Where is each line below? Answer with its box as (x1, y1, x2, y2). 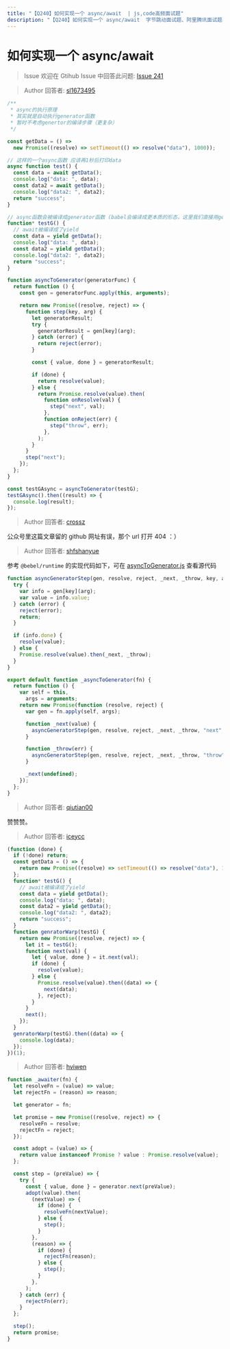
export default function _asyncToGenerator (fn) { (7, 676, 152, 683)
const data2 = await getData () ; (13, 182, 106, 189)
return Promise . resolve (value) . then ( (37, 390, 146, 397)
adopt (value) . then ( (25, 1189, 81, 1196)
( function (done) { (7, 846, 63, 853)
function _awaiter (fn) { (7, 1076, 78, 1083)
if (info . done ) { (13, 632, 63, 639)
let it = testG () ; (25, 941, 78, 948)
